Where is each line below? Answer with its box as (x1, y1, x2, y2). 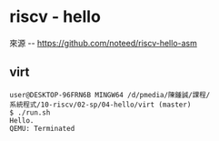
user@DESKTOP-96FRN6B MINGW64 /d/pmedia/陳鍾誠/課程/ (9, 90, 211, 99)
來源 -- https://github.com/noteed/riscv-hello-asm (9, 37, 197, 48)
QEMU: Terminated (9, 124, 75, 133)
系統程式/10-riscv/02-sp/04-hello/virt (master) (9, 100, 192, 109)
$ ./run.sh (9, 107, 51, 117)
